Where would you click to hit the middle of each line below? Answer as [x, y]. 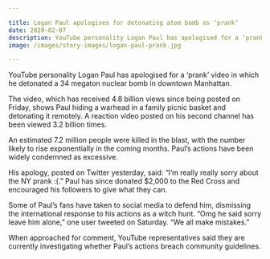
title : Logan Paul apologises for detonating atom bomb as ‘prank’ [124, 22]
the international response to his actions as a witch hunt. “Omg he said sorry [135, 214]
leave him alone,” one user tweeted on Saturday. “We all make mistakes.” [129, 222]
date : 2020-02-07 [37, 30]
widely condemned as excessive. [63, 157]
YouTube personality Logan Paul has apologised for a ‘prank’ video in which [134, 75]
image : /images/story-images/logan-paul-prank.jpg [95, 45]
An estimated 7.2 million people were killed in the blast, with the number [127, 140]
